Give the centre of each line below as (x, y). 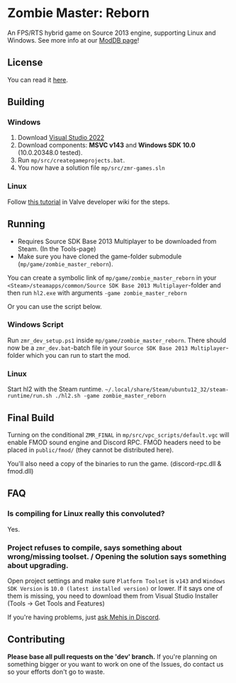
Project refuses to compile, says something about (95, 547)
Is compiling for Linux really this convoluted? (86, 514)
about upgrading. (38, 565)
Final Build (31, 418)
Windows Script (35, 324)
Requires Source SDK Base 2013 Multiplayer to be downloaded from (117, 241)
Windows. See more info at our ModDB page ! (73, 40)
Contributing (36, 639)
